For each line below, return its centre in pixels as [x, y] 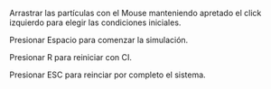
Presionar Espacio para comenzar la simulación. [99, 40]
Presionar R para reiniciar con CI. [71, 57]
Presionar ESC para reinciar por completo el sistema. [107, 75]
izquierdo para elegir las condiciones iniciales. [95, 22]
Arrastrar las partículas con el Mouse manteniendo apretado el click [135, 13]
